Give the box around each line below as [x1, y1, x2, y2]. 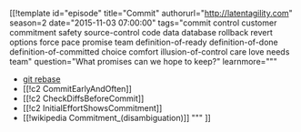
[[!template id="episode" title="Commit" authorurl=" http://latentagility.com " [9, 8, 293, 18]
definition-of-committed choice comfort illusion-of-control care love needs [9, 46, 290, 57]
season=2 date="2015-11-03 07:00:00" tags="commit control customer [9, 17, 277, 28]
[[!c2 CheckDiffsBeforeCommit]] [22, 93, 145, 104]
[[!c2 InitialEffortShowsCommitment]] [22, 103, 163, 113]
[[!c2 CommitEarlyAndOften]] [22, 84, 132, 94]
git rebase [22, 74, 61, 85]
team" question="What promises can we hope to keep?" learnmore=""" [9, 56, 277, 66]
